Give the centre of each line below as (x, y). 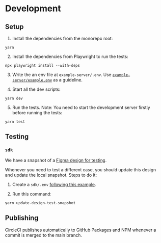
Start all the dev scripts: (36, 89)
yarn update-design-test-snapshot (40, 203)
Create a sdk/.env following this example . (54, 184)
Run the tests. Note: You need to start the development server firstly (81, 108)
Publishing (22, 218)
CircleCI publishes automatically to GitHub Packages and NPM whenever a (80, 230)
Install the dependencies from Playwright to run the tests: (70, 56)
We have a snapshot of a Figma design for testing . (56, 160)
